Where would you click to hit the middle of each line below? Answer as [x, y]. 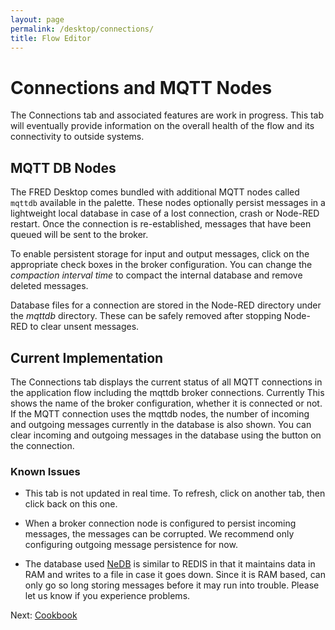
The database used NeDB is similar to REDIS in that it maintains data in [170, 564]
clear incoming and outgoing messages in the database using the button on [166, 435]
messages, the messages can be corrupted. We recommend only [159, 534]
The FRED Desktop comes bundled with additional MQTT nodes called [155, 192]
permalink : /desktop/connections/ [82, 29]
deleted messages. [49, 286]
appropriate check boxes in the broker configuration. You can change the [161, 265]
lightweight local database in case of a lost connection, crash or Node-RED [165, 213]
